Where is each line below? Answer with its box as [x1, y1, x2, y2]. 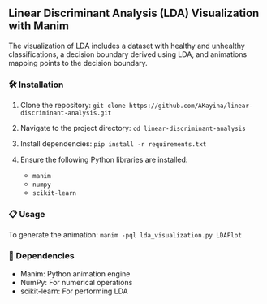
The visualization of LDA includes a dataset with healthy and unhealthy [8, 41, 245, 50]
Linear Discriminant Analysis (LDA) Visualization [8, 7, 260, 20]
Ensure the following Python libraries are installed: [19, 154, 188, 165]
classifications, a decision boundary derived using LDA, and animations [8, 49, 248, 59]
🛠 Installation [8, 79, 64, 90]
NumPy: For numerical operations [19, 277, 133, 287]
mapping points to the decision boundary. [8, 58, 148, 67]
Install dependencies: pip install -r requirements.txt [19, 139, 207, 149]
